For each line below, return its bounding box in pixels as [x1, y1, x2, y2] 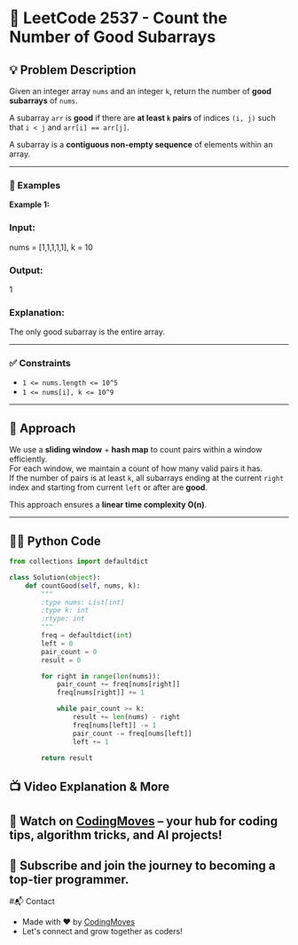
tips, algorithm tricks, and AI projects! [9, 828, 223, 843]
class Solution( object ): [9, 573, 101, 581]
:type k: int [41, 606, 90, 615]
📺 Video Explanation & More [9, 779, 170, 794]
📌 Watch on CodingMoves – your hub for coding [9, 813, 278, 829]
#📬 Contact [9, 896, 55, 907]
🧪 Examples [9, 179, 61, 191]
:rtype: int [41, 614, 86, 623]
